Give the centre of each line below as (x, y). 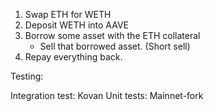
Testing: (27, 76)
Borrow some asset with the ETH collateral (112, 35)
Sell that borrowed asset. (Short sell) (115, 46)
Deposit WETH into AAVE (76, 25)
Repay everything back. (73, 57)
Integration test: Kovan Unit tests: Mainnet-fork (107, 95)
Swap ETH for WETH (68, 14)
